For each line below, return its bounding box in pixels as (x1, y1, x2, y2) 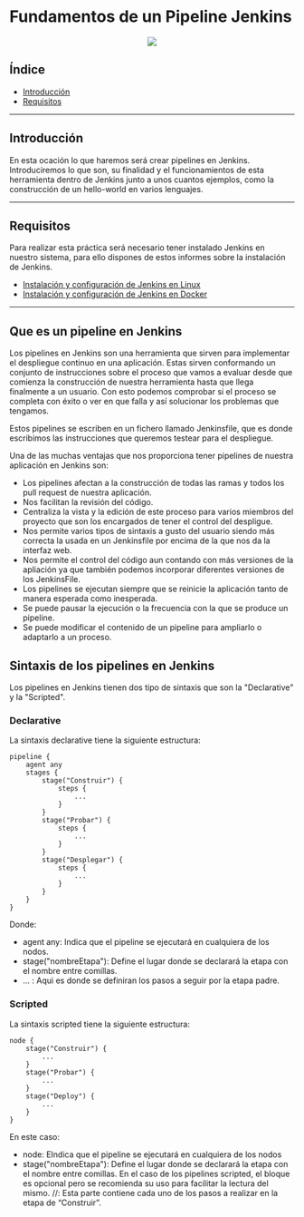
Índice (9, 62, 45, 78)
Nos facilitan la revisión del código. (22, 497, 154, 508)
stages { (25, 768, 59, 777)
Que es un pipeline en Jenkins (9, 324, 183, 339)
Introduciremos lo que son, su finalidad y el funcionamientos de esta (9, 164, 265, 175)
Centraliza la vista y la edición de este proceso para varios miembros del (22, 506, 294, 518)
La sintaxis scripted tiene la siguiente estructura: (9, 1018, 190, 1029)
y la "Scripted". (9, 692, 66, 702)
